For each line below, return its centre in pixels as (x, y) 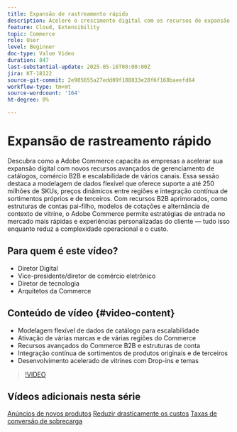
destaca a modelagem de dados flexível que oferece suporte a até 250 (111, 183)
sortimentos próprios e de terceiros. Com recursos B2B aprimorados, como (117, 198)
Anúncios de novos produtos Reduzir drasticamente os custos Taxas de (112, 414)
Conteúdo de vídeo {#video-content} (91, 313)
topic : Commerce (31, 34)
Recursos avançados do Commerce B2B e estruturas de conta (109, 345)
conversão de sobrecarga (45, 421)
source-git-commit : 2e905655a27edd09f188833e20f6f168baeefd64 (101, 80)
